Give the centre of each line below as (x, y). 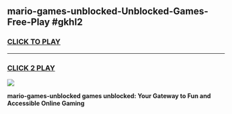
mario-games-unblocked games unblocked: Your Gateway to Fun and (109, 95)
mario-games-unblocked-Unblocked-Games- (108, 11)
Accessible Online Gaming (46, 103)
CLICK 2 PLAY (31, 68)
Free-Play (29, 22)
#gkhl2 (67, 22)
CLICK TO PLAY (34, 42)
